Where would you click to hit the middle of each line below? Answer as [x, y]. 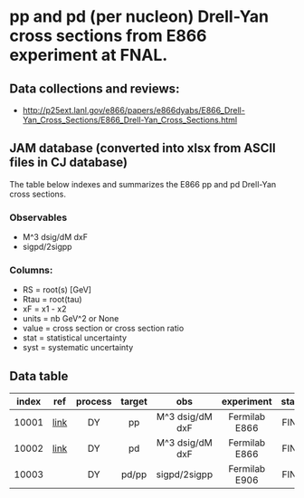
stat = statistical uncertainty [75, 338]
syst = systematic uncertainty [78, 348]
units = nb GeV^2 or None [71, 319]
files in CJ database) [69, 163]
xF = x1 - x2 [44, 309]
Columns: [31, 271]
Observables [38, 217]
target [134, 402]
